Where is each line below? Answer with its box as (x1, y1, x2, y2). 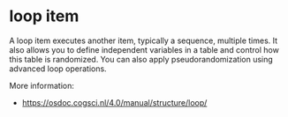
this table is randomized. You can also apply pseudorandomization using (9, 54, 274, 64)
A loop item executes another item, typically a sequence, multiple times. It (9, 35, 278, 46)
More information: (9, 80, 75, 91)
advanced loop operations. (9, 63, 108, 74)
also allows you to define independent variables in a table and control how (9, 44, 280, 55)
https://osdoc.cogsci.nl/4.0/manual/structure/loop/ (21, 97, 208, 107)
